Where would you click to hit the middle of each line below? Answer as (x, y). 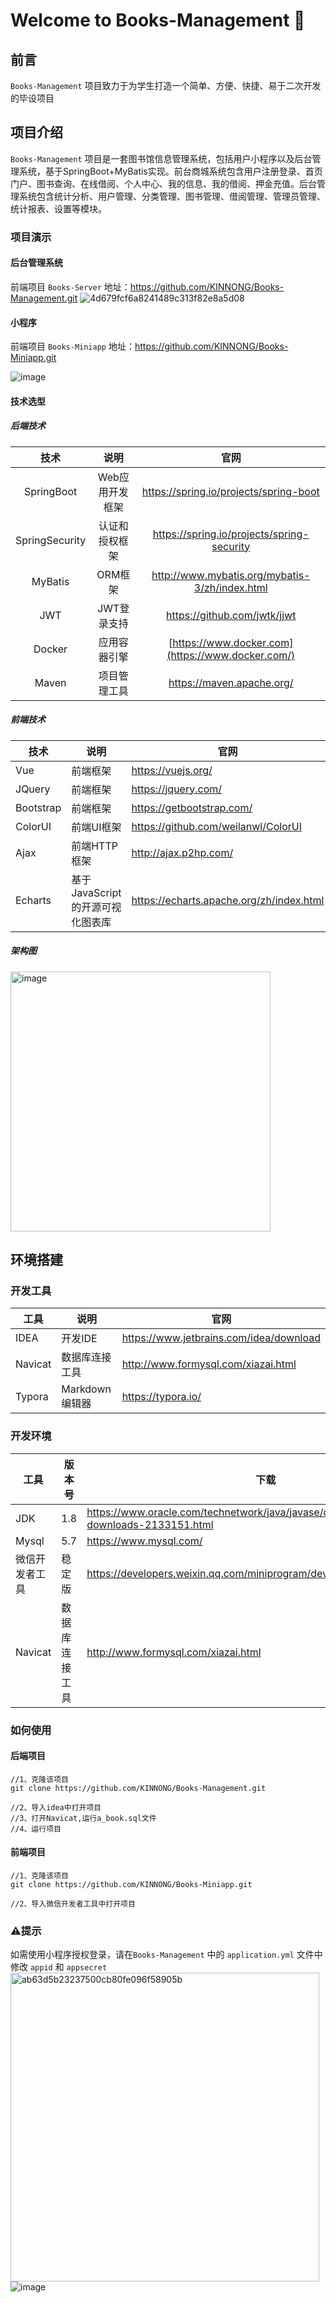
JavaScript (96, 892)
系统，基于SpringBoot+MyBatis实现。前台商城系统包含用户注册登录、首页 (170, 171)
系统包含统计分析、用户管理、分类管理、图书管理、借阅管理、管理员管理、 (172, 196)
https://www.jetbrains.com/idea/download (221, 1338)
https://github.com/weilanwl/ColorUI (216, 826)
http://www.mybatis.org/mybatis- (231, 575)
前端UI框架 (96, 827)
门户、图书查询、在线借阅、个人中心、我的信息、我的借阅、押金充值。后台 (163, 183)
